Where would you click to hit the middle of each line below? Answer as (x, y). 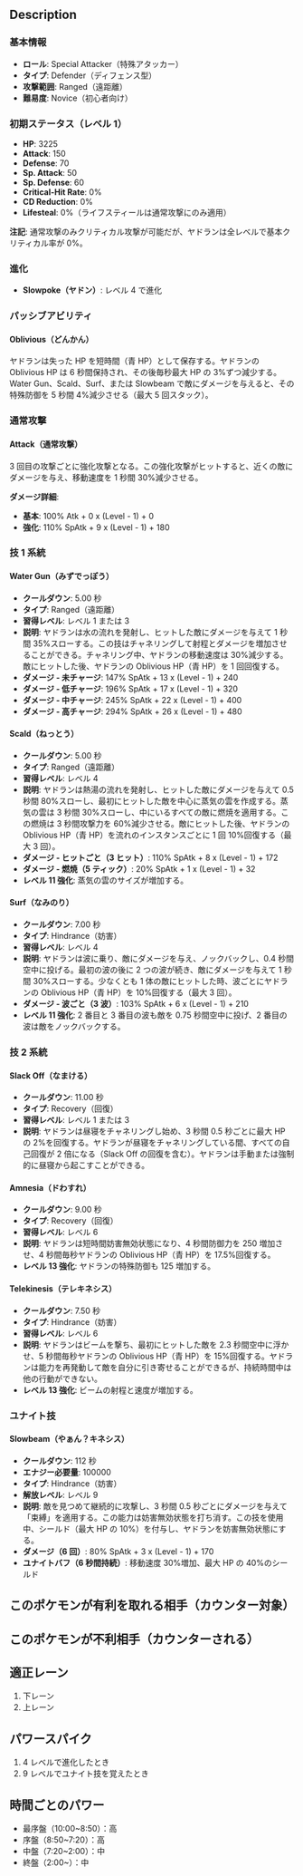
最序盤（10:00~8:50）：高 (70, 1828)
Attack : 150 (44, 153)
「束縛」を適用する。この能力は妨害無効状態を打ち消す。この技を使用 (153, 1517)
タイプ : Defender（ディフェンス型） (89, 75)
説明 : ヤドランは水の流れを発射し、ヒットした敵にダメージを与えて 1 (150, 632)
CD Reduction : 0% (57, 201)
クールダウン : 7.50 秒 (62, 1310)
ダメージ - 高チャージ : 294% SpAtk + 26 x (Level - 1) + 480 (132, 711)
